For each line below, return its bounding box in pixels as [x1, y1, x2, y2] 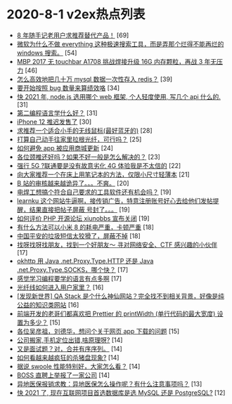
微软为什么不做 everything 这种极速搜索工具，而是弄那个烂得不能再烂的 [16, 39, 224, 48]
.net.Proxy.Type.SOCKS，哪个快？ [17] [16, 265, 129, 274]
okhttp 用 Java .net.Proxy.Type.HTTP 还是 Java [16, 256, 154, 265]
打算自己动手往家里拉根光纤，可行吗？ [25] [16, 135, 142, 143]
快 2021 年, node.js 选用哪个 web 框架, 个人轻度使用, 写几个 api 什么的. [16, 92, 221, 100]
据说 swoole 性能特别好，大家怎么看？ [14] [16, 362, 141, 370]
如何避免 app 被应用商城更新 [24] [16, 143, 114, 152]
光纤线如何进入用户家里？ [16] [16, 282, 104, 292]
